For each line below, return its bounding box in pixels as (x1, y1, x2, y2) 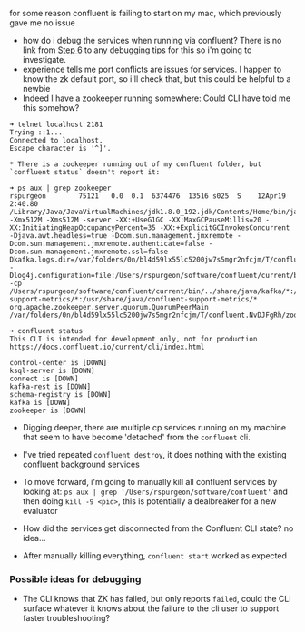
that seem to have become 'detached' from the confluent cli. (22, 431, 251, 442)
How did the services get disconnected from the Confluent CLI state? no (22, 523, 294, 534)
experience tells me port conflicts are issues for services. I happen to (22, 64, 282, 74)
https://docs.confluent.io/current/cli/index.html (9, 342, 205, 351)
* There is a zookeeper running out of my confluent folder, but (9, 160, 261, 169)
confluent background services (22, 459, 141, 469)
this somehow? (22, 103, 80, 113)
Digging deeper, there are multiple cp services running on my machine (22, 422, 287, 432)
